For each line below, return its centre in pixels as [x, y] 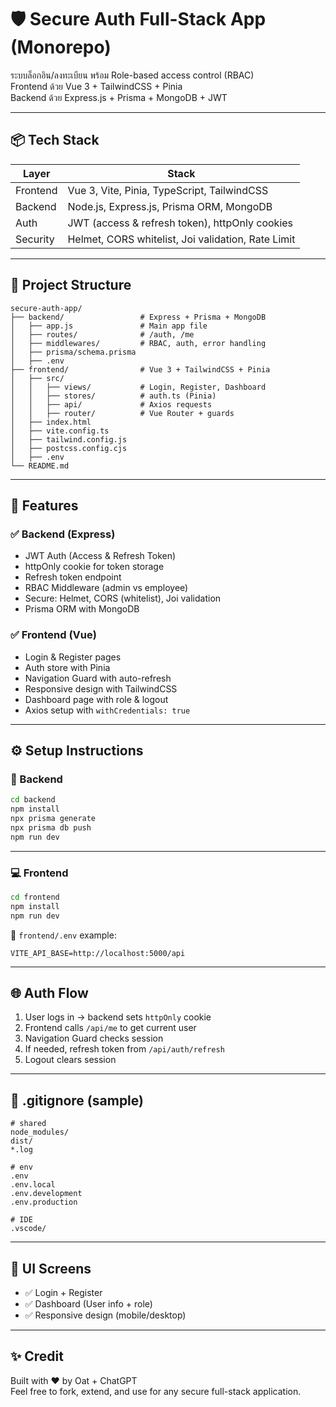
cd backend [33, 800]
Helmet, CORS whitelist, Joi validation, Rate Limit [181, 239]
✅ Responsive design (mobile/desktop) [105, 1315]
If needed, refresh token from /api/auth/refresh [124, 1049]
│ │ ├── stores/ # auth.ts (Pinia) [113, 396]
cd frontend [35, 897]
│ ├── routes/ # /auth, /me [102, 334]
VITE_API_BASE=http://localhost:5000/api [98, 953]
